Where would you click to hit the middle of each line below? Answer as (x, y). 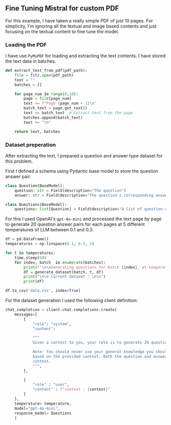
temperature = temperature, (43, 404)
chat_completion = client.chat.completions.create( (61, 310)
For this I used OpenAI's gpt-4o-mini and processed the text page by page (83, 219)
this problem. (19, 161)
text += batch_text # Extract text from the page (78, 113)
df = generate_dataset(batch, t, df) (63, 272)
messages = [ (26, 314)
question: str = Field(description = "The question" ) (70, 191)
